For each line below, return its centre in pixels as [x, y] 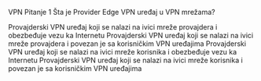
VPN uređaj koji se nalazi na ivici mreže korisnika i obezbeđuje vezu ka [123, 52]
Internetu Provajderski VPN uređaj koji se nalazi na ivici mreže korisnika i [126, 60]
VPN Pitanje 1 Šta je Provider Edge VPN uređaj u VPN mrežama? [112, 12]
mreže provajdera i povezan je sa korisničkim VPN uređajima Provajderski [127, 44]
